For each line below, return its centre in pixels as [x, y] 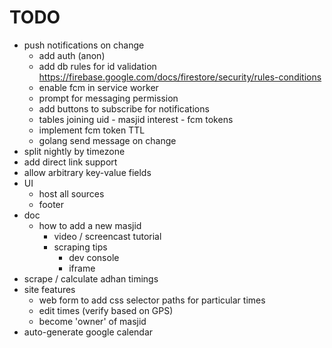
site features [49, 289]
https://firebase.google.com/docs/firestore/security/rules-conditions [180, 77]
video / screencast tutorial [107, 236]
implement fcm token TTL [92, 130]
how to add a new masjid [90, 225]
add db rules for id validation [97, 66]
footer [51, 204]
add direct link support [70, 162]
